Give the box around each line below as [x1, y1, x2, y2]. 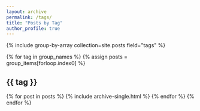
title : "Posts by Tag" [6, 20, 63, 26]
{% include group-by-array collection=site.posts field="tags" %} [6, 42, 166, 49]
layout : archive [6, 8, 47, 15]
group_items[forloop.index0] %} [6, 60, 86, 67]
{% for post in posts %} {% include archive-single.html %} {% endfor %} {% [6, 93, 195, 100]
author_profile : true [6, 25, 60, 32]
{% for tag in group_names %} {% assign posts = [6, 53, 128, 60]
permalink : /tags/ [6, 14, 52, 20]
